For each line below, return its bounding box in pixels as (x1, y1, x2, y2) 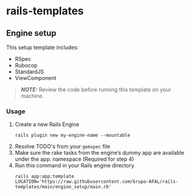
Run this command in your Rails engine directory (14, 162, 134, 169)
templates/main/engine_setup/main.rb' (14, 184, 112, 190)
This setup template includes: (6, 44, 79, 51)
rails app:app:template (14, 173, 75, 180)
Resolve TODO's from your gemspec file (14, 143, 111, 150)
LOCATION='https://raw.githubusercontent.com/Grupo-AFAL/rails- (14, 179, 179, 185)
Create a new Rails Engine (14, 121, 79, 128)
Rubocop (14, 62, 38, 69)
